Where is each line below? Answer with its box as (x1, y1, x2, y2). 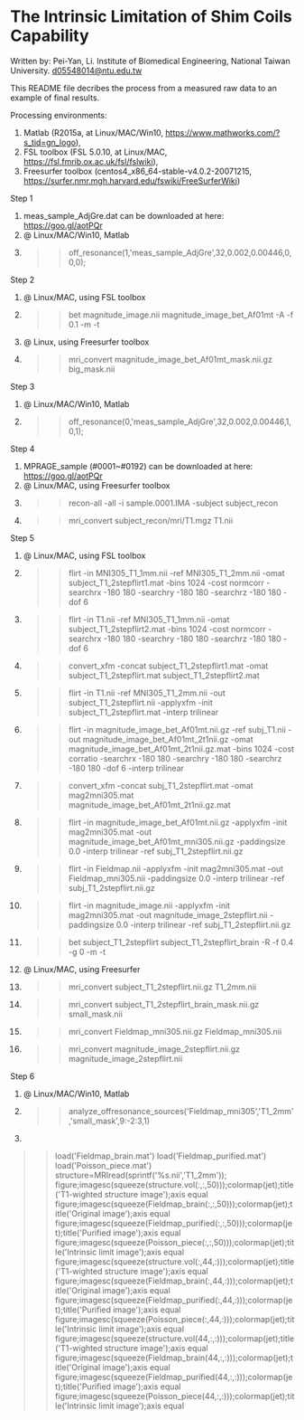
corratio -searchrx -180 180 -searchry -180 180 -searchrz (68, 753, 282, 763)
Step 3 (10, 381, 35, 392)
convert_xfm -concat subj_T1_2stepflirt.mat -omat (68, 780, 253, 790)
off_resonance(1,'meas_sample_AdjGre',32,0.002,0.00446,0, (68, 247, 292, 258)
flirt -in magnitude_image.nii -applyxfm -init (68, 900, 231, 911)
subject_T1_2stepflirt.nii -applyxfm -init (68, 696, 213, 707)
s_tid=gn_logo (23, 137, 76, 147)
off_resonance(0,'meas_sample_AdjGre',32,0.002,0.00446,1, (68, 416, 292, 427)
